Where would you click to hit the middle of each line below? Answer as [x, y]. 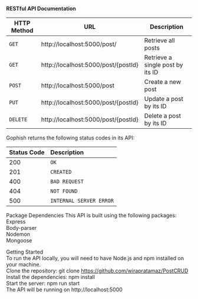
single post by [164, 65]
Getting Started [25, 252]
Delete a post [163, 116]
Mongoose [19, 240]
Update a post [164, 99]
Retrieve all [159, 40]
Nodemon [18, 234]
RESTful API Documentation [41, 9]
